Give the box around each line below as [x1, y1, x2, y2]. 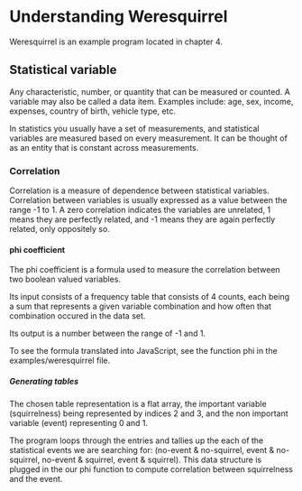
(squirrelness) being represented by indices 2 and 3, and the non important [9, 408, 288, 419]
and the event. [9, 474, 63, 485]
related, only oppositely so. [9, 224, 110, 235]
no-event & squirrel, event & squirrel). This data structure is [41, 454, 262, 466]
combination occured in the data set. [9, 310, 146, 321]
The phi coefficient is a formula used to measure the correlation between [9, 264, 281, 275]
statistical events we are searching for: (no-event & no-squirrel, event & [9, 445, 275, 456]
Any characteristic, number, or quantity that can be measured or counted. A [9, 86, 290, 97]
